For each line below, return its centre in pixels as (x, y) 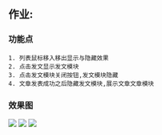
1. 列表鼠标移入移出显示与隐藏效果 (59, 58)
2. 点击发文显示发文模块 (44, 67)
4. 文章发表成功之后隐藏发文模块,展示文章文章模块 (81, 84)
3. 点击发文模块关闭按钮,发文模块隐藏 (63, 75)
